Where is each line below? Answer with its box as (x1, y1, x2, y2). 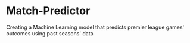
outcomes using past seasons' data (6, 29, 94, 37)
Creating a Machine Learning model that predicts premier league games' (6, 24, 185, 31)
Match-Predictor (6, 4, 91, 18)
